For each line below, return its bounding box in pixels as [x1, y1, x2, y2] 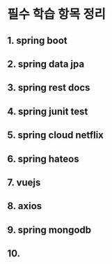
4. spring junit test [7, 105, 88, 117]
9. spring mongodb [7, 224, 92, 235]
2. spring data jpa [7, 58, 85, 70]
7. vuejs [7, 176, 41, 188]
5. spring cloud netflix [7, 130, 104, 141]
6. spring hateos [7, 153, 79, 164]
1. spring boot [7, 34, 67, 46]
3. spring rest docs [7, 81, 90, 94]
